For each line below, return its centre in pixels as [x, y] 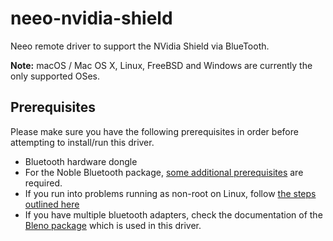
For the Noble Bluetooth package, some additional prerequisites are [164, 172]
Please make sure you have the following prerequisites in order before [154, 131]
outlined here [52, 204]
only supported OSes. [55, 76]
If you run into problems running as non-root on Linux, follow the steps [170, 193]
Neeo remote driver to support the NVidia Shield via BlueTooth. [140, 46]
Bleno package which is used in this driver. [113, 225]
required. [43, 183]
